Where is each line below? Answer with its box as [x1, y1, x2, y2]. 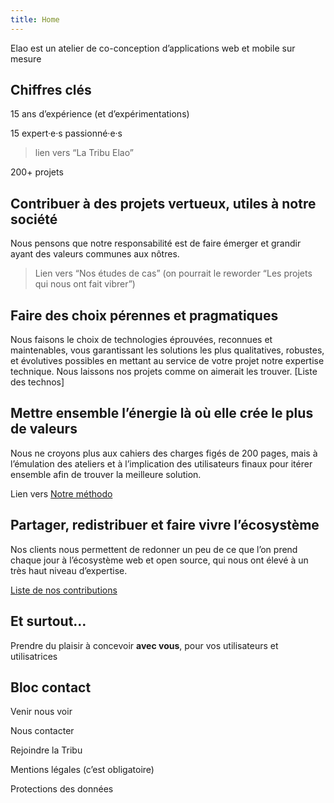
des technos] [10, 376, 65, 388]
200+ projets [10, 166, 64, 178]
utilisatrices [10, 650, 58, 662]
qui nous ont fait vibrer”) [34, 278, 136, 290]
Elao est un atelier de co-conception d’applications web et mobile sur [10, 42, 296, 54]
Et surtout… [10, 613, 87, 630]
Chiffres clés [10, 82, 92, 99]
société [10, 211, 58, 228]
